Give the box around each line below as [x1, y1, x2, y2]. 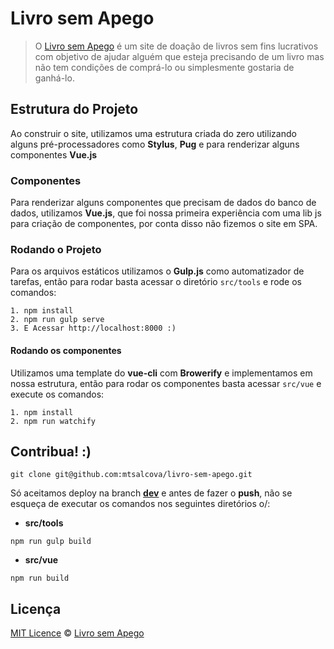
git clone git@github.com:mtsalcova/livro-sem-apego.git [10, 470, 253, 480]
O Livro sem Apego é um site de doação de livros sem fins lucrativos [34, 40, 319, 52]
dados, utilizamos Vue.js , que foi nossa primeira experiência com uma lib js [10, 207, 322, 219]
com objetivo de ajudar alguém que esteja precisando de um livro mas [34, 50, 325, 62]
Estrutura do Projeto [10, 101, 139, 118]
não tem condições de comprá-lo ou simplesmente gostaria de [34, 61, 295, 73]
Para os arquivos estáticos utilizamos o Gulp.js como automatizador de [10, 265, 305, 277]
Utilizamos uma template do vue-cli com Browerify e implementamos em [10, 367, 313, 379]
